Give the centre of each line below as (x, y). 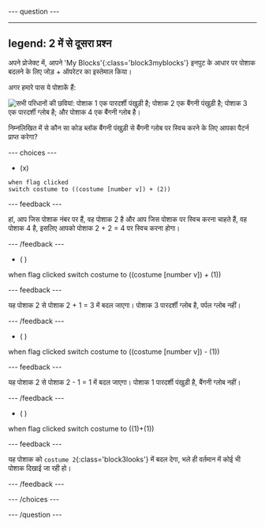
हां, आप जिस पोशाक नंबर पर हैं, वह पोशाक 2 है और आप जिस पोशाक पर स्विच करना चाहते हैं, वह (127, 219)
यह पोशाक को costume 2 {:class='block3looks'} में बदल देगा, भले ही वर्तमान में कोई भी (124, 459)
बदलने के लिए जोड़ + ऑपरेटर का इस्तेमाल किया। (70, 71)
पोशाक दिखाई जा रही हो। (40, 468)
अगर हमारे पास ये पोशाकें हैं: (42, 87)
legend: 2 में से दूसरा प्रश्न (60, 44)
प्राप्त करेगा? (23, 137)
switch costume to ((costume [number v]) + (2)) (90, 189)
